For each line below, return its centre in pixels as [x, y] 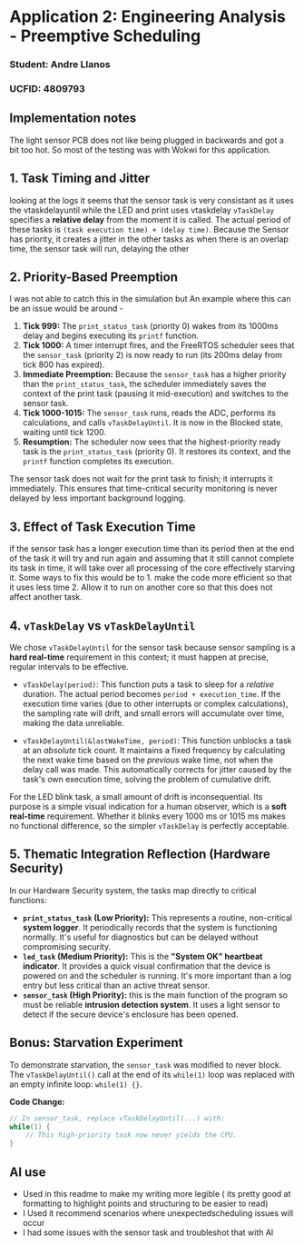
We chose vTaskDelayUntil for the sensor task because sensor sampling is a [152, 648]
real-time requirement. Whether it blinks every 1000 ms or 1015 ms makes [147, 816]
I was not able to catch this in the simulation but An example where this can [150, 299]
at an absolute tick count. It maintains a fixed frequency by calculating [154, 751]
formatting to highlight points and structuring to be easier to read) [145, 1204]
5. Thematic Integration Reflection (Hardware [140, 855]
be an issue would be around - [67, 309]
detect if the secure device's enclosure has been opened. [130, 1014]
